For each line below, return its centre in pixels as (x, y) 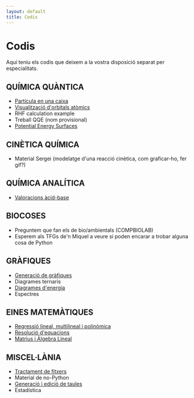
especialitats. (22, 69)
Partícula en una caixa (41, 101)
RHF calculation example (45, 114)
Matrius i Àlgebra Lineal (43, 339)
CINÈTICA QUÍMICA (43, 144)
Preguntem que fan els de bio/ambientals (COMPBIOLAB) (84, 230)
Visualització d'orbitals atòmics (52, 107)
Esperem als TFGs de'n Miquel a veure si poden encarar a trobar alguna (101, 236)
